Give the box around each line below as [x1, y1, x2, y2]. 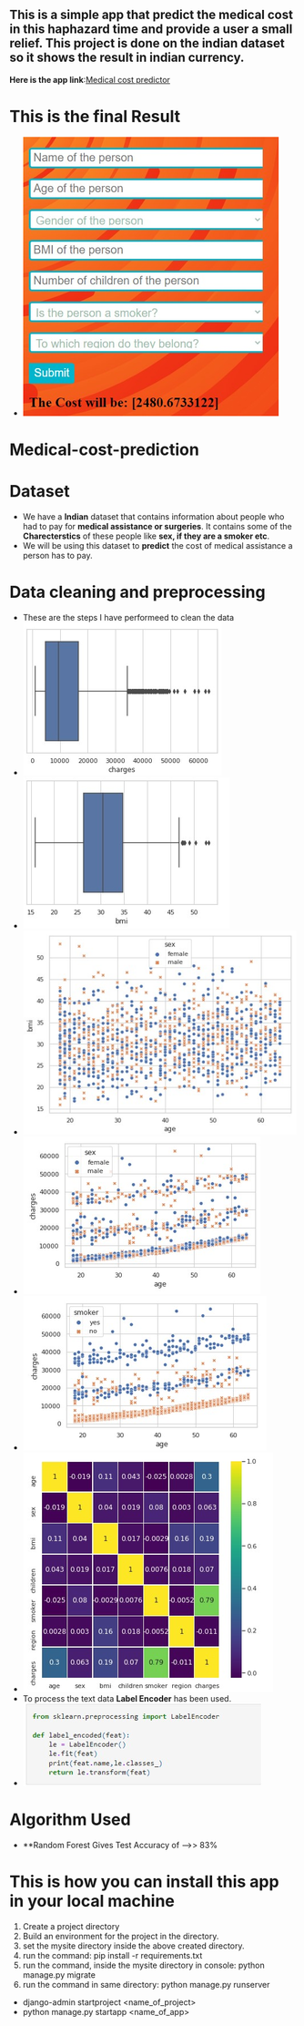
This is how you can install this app [9, 1872, 279, 1892]
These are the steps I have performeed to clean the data [22, 612, 235, 622]
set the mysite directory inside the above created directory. [22, 1940, 245, 1951]
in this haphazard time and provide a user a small [9, 22, 293, 37]
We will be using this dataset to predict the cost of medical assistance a [22, 540, 293, 550]
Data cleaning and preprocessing [9, 582, 266, 602]
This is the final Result [9, 107, 180, 127]
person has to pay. [22, 550, 93, 560]
